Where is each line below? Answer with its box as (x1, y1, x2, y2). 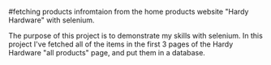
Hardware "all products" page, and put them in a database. (8, 48, 205, 57)
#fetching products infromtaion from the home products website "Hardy (8, 7, 249, 16)
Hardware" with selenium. (8, 15, 95, 25)
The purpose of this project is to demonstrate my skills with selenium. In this (8, 31, 264, 40)
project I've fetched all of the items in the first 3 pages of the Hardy (8, 39, 234, 49)
